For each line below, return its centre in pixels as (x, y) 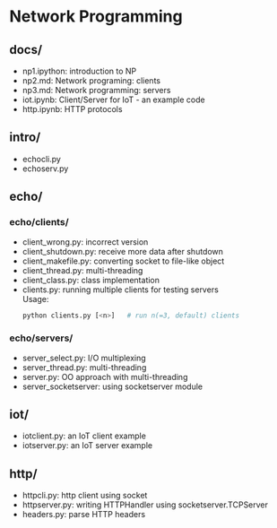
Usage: (35, 299)
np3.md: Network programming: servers (96, 90)
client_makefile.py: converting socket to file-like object (123, 261)
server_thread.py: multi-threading (84, 367)
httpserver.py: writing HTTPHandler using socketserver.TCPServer (145, 505)
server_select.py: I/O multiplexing (84, 358)
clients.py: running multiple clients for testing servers (121, 290)
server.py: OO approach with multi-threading (105, 377)
